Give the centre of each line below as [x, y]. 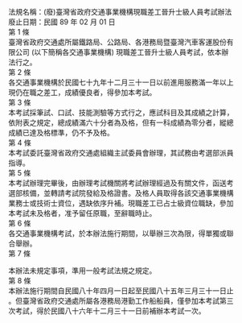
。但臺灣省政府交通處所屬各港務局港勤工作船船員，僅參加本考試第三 [121, 301]
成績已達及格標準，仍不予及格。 [61, 133]
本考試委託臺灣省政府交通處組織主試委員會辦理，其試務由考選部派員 [121, 153]
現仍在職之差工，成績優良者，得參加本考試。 [82, 92]
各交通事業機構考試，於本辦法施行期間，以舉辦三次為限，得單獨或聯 [121, 233]
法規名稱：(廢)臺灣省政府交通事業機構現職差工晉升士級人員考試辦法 [120, 12]
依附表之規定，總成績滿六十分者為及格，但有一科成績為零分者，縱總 [121, 122]
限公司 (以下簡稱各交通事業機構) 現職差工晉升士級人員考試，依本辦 [119, 52]
